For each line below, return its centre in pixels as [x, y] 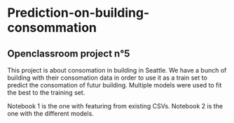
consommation [52, 28]
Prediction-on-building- [78, 13]
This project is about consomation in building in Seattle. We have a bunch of [117, 70]
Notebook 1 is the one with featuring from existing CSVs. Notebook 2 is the [115, 106]
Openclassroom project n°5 [69, 53]
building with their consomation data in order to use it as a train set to [108, 78]
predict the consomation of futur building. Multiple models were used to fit [115, 85]
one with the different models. [51, 114]
